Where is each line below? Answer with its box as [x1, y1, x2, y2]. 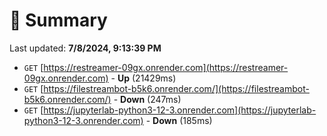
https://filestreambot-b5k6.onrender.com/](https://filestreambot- [43, 82, 310, 94]
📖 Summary [9, 9, 108, 32]
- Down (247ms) [113, 93, 182, 105]
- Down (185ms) [145, 114, 213, 126]
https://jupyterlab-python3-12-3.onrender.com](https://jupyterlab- [43, 104, 317, 116]
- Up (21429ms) [110, 72, 177, 84]
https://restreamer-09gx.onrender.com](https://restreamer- [43, 61, 289, 73]
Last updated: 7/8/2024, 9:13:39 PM [9, 42, 162, 54]
